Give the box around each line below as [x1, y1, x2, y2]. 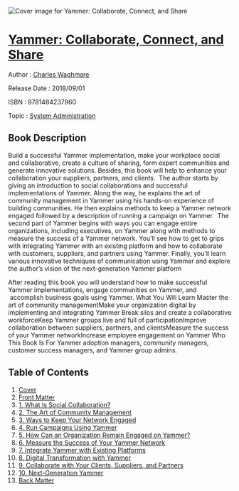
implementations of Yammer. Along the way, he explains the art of [8, 188, 201, 197]
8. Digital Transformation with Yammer [18, 453, 131, 462]
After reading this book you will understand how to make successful [8, 278, 208, 286]
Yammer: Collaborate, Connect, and [8, 32, 224, 48]
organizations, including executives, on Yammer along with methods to [8, 226, 216, 234]
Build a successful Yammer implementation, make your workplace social [8, 151, 220, 159]
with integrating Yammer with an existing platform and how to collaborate [8, 242, 223, 250]
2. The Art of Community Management [18, 408, 132, 416]
